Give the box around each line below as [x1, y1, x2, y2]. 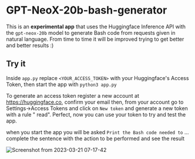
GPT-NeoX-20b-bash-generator [6, 4, 167, 17]
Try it [6, 59, 26, 69]
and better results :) [6, 42, 54, 49]
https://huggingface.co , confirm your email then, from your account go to [6, 98, 184, 105]
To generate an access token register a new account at [6, 92, 140, 99]
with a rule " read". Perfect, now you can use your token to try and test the [6, 111, 186, 118]
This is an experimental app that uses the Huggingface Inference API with [6, 23, 186, 30]
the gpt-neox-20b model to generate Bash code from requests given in [6, 29, 176, 36]
